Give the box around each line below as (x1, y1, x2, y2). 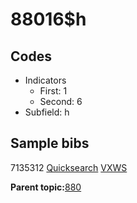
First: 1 (39, 85, 68, 97)
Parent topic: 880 (10, 181, 82, 193)
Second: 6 (39, 96, 83, 107)
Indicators (24, 74, 67, 86)
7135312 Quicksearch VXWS (10, 161, 128, 173)
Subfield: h (24, 106, 70, 118)
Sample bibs (10, 135, 90, 152)
